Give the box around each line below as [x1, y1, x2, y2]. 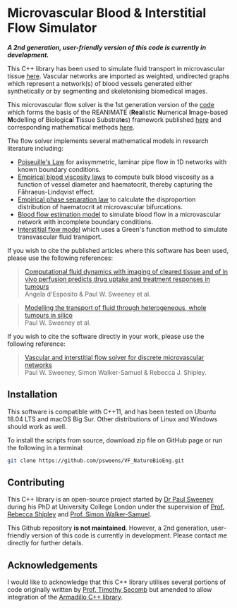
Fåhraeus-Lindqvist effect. [17, 187, 95, 196]
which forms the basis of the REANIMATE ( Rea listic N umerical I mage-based [7, 108, 228, 116]
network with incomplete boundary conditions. [17, 217, 154, 226]
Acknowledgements [7, 559, 98, 571]
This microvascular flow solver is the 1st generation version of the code [7, 100, 215, 108]
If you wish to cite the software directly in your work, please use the [7, 332, 205, 340]
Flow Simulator [7, 20, 97, 36]
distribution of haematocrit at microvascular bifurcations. [17, 202, 183, 211]
